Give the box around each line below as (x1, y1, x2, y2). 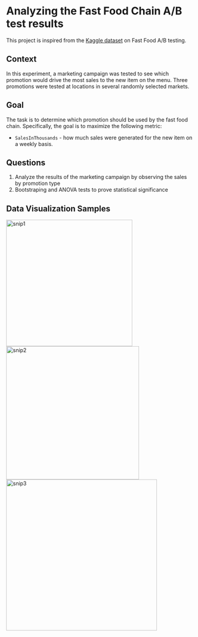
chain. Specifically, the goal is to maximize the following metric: (6, 122, 162, 129)
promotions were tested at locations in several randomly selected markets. (6, 83, 190, 90)
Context (6, 54, 37, 64)
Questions (6, 157, 46, 168)
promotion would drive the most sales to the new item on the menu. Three (6, 76, 188, 83)
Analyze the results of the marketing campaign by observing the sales (14, 174, 187, 181)
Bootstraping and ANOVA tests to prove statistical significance (14, 186, 168, 193)
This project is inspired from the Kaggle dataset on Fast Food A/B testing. (6, 37, 187, 44)
